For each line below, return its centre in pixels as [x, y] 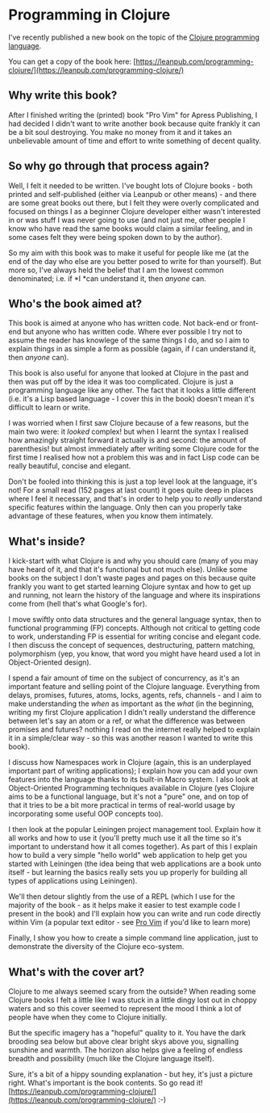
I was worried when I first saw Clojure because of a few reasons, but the [129, 423]
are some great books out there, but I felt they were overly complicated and [134, 203]
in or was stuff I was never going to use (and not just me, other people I [127, 220]
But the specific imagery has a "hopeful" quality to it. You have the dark [127, 1033]
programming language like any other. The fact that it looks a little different [132, 390]
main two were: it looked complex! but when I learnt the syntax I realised [129, 432]
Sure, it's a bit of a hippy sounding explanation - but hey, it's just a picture [131, 1074]
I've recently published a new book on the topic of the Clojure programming [134, 37]
